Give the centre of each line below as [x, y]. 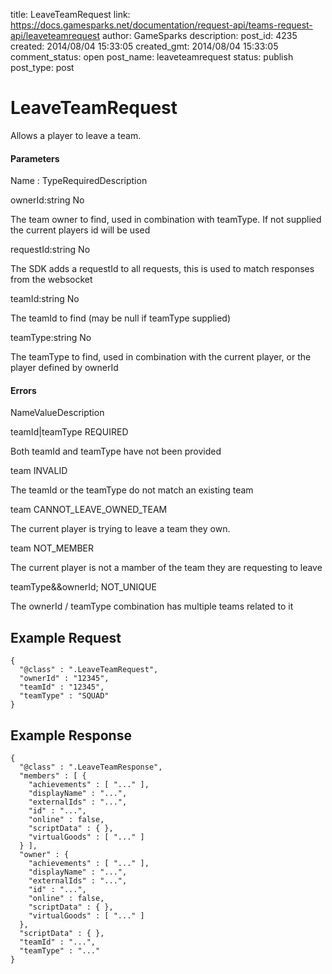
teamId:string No [45, 299]
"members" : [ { [53, 775]
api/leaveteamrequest [55, 35]
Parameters [35, 158]
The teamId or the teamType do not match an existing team [132, 490]
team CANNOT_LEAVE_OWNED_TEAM [89, 510]
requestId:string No [50, 250]
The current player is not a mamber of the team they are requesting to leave [166, 568]
